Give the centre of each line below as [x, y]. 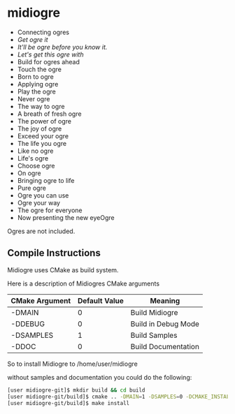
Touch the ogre [39, 69]
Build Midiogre [154, 312]
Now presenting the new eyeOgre [66, 217]
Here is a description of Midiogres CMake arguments [83, 283]
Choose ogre [36, 165]
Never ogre [34, 98]
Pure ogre [32, 188]
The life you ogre [42, 143]
